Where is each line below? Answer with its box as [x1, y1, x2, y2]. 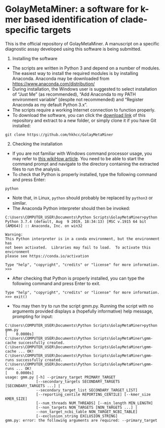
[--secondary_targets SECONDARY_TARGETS [36, 379, 120, 384]
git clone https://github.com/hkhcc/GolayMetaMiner [5, 132, 113, 137]
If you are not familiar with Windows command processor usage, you [12, 150, 152, 156]
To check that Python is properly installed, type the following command [12, 171, 157, 177]
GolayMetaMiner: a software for [5, 3, 139, 15]
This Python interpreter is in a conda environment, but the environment [5, 236, 160, 241]
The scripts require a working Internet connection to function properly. [12, 107, 156, 113]
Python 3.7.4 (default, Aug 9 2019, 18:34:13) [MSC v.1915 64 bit [5, 219, 147, 224]
